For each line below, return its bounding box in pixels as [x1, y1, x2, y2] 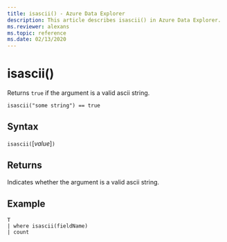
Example [7, 198, 46, 210]
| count [7, 228, 30, 236]
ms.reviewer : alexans [7, 23, 70, 30]
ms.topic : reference [7, 29, 67, 37]
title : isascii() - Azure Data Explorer [7, 10, 126, 17]
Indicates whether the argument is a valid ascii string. [7, 178, 160, 186]
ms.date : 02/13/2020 [7, 36, 67, 43]
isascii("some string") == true [7, 102, 100, 110]
